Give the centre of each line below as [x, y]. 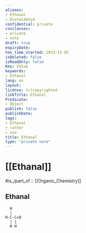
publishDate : [19, 114]
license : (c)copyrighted [31, 90]
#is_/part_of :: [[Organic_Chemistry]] [43, 181]
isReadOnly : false [25, 62]
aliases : [14, 10]
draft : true [18, 43]
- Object [14, 104]
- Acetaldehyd [20, 19]
